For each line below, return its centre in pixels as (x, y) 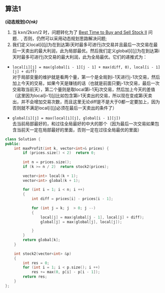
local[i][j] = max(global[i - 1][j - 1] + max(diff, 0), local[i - (83, 67)
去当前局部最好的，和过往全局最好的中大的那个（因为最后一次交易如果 (83, 124)
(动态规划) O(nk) (21, 22)
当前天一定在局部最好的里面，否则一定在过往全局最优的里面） (79, 129)
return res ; (35, 277)
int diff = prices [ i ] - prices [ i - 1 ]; (72, 199)
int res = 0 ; (36, 263)
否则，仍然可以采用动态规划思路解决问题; (65, 38)
